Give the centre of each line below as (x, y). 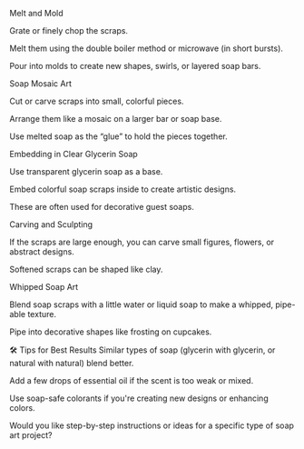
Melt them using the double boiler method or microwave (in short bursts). (147, 48)
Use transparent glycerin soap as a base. (86, 171)
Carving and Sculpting (51, 224)
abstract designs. (42, 252)
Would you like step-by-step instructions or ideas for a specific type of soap (152, 425)
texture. (42, 314)
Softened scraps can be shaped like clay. (86, 269)
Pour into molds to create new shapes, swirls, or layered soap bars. (135, 66)
